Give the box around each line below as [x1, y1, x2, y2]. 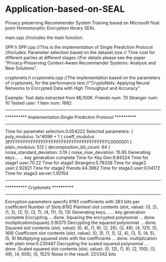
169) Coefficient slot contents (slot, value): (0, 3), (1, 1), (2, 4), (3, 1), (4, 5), [5, 230, 156, 236]
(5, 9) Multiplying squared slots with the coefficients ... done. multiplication [5, 235, 157, 241]
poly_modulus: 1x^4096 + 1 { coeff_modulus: [5, 133, 95, 139]
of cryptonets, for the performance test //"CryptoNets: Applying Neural [5, 80, 150, 86]
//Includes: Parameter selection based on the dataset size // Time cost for [5, 49, 155, 55]
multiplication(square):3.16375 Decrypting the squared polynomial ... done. [5, 220, 157, 225]
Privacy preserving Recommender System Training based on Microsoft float [5, 20, 160, 26]
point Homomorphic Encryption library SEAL [5, 25, 95, 31]
